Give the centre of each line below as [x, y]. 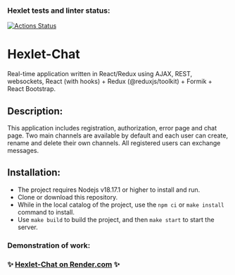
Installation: [34, 172]
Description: [35, 111]
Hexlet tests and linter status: [59, 11]
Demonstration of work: [49, 245]
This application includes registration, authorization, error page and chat [112, 128]
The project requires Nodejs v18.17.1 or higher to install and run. [109, 190]
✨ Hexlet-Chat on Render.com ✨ [64, 264]
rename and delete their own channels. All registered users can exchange [114, 143]
